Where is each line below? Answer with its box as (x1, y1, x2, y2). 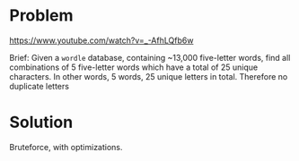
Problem (9, 5, 74, 26)
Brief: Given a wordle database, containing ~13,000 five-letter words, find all (9, 52, 291, 63)
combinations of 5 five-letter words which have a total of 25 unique (9, 62, 259, 72)
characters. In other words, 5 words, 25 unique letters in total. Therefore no (9, 71, 288, 81)
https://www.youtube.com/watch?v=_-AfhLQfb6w (9, 35, 194, 46)
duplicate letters (9, 80, 70, 91)
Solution (9, 113, 74, 132)
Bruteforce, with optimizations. (9, 141, 123, 152)
